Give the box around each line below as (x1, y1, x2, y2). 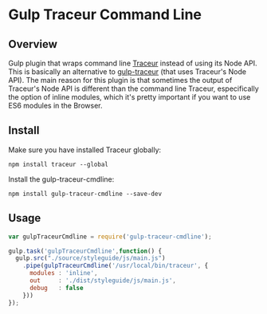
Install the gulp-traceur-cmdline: (8, 174, 115, 184)
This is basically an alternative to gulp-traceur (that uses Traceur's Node (8, 67, 247, 77)
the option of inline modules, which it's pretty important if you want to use (8, 92, 251, 101)
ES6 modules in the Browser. (8, 101, 103, 110)
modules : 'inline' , (29, 269, 98, 277)
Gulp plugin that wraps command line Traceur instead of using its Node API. (8, 58, 257, 68)
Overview (8, 37, 58, 51)
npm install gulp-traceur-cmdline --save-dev (8, 190, 162, 198)
